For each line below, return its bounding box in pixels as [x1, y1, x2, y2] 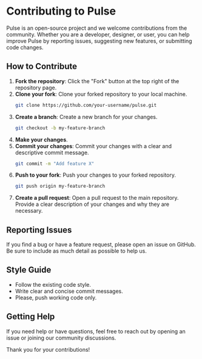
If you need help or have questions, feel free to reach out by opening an [6, 327, 186, 335]
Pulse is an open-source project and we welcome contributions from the [6, 24, 187, 32]
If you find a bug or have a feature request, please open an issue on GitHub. [6, 241, 196, 248]
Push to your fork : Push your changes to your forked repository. [15, 171, 177, 179]
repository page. [15, 84, 57, 91]
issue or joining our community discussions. [6, 334, 116, 341]
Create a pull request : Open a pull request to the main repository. [15, 194, 179, 202]
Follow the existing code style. [15, 281, 92, 288]
